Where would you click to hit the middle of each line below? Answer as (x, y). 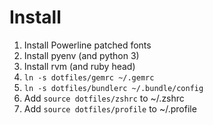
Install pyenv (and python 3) (81, 55)
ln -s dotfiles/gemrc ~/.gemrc (89, 77)
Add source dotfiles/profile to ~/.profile (110, 108)
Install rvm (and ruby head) (79, 66)
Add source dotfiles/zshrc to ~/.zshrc (104, 98)
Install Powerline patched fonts (87, 45)
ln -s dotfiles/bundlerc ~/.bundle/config (113, 88)
